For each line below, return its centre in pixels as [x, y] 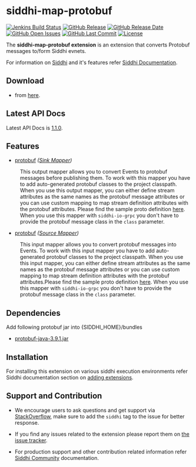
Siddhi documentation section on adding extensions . [70, 377]
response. [27, 422]
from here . [27, 95]
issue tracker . [31, 440]
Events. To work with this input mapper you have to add [87, 251]
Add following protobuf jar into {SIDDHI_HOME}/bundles [74, 327]
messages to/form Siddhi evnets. [46, 51]
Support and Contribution [54, 396]
